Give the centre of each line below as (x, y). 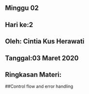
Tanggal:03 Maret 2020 (42, 58)
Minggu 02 (22, 8)
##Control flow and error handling (39, 86)
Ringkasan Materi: (33, 75)
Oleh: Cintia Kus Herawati (45, 41)
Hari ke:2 (19, 25)
